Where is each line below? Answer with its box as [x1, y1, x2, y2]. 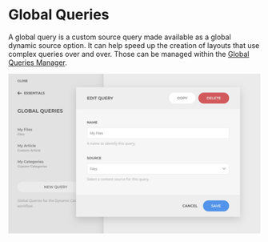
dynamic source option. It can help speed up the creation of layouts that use [8, 40, 260, 50]
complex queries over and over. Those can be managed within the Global [8, 49, 250, 58]
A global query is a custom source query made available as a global [8, 32, 232, 42]
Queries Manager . [8, 58, 68, 67]
